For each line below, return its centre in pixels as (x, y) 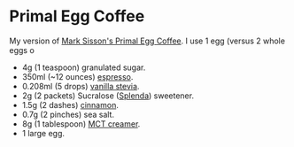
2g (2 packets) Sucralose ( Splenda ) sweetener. (108, 96)
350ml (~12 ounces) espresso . (77, 76)
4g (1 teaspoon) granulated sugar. (84, 67)
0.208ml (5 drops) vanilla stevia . (81, 86)
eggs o (22, 50)
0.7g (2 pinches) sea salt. (68, 114)
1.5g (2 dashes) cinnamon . (70, 104)
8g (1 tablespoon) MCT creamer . (81, 124)
